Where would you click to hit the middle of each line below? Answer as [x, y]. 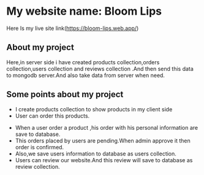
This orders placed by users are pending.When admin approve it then [103, 140]
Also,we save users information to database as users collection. [96, 154]
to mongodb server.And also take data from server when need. [86, 75]
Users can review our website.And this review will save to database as [104, 160]
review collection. [37, 166]
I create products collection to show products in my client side [94, 109]
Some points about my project [65, 95]
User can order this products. [52, 116]
